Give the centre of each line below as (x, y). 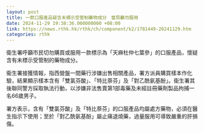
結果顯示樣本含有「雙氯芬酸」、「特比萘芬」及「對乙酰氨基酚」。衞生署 (103, 81)
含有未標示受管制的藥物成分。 (43, 60)
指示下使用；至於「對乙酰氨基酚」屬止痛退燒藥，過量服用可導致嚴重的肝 (102, 117)
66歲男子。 (25, 96)
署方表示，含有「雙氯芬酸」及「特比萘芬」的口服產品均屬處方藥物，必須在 (99, 109)
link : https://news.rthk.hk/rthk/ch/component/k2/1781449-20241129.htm (99, 29)
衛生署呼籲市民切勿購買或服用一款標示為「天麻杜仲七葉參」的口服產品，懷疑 (102, 53)
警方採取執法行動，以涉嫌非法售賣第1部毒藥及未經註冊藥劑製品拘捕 (106, 88)
